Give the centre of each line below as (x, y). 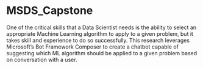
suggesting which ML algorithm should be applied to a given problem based (102, 53)
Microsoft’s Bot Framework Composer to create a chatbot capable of (92, 47)
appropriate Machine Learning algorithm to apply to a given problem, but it (100, 33)
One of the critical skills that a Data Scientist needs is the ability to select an (101, 27)
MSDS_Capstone (50, 11)
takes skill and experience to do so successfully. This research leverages (98, 40)
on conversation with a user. (42, 59)
